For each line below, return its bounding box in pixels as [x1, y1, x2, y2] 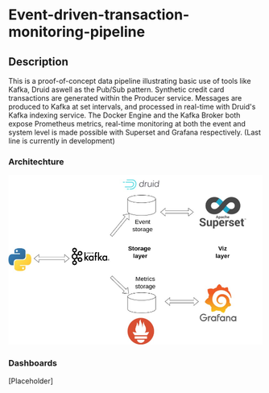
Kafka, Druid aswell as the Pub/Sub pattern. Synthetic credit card [8, 85, 225, 94]
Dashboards [8, 358, 58, 369]
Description [8, 55, 68, 68]
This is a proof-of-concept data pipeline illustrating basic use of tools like [8, 77, 251, 85]
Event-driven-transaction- [8, 6, 190, 24]
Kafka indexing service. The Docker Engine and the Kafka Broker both [8, 110, 241, 120]
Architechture [8, 155, 64, 167]
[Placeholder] [8, 376, 54, 386]
